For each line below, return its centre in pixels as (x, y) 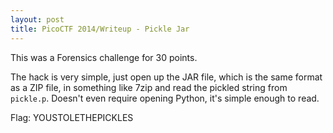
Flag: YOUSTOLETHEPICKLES (72, 117)
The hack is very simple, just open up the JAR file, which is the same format (166, 77)
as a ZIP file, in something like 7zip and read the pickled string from (149, 87)
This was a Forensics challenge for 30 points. (104, 57)
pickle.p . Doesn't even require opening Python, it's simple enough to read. (165, 98)
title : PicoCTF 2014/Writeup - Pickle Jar (100, 29)
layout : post (37, 19)
